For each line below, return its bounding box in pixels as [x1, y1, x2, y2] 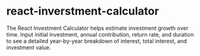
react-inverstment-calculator [6, 4, 160, 18]
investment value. [6, 44, 51, 51]
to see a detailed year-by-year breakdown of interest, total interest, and [6, 37, 187, 44]
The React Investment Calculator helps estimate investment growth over [6, 24, 189, 32]
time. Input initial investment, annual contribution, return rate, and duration [6, 30, 194, 38]
